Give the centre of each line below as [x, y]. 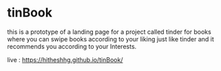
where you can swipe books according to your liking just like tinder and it [111, 39]
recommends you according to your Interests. [72, 46]
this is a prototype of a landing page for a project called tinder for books [109, 32]
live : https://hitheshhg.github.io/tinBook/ [65, 59]
